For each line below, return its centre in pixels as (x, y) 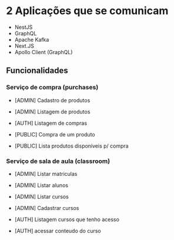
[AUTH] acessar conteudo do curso (58, 231)
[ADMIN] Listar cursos (41, 196)
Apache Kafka (32, 39)
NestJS (24, 27)
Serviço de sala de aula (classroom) (58, 161)
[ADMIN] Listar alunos (41, 185)
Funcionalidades (37, 71)
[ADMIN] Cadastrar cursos (47, 208)
